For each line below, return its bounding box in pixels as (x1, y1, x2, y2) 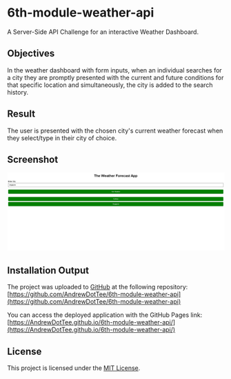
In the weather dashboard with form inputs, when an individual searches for (7, 66, 222, 74)
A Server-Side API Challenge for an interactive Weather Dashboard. (7, 28, 199, 36)
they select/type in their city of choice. (7, 133, 117, 142)
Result (7, 108, 36, 120)
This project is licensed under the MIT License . (7, 364, 141, 372)
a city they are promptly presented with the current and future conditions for (7, 73, 224, 81)
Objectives (7, 48, 55, 59)
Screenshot (7, 153, 59, 165)
